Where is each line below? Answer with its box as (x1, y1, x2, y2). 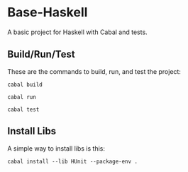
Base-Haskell (7, 4, 88, 21)
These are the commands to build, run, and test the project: (7, 67, 181, 75)
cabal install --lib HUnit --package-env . (7, 158, 138, 165)
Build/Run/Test (7, 48, 76, 60)
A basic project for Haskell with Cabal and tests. (7, 28, 148, 36)
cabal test (7, 106, 40, 113)
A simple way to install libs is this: (7, 144, 105, 153)
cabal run (7, 93, 37, 100)
